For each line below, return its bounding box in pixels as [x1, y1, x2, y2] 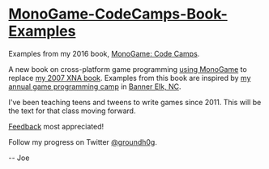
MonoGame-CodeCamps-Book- [8, 5, 228, 23]
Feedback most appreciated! [8, 121, 105, 131]
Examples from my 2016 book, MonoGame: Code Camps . [8, 49, 200, 58]
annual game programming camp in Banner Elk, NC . [8, 82, 181, 91]
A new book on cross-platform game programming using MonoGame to [8, 64, 247, 74]
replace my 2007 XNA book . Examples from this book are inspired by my [8, 73, 251, 82]
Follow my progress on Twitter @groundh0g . [8, 137, 158, 146]
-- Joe [8, 153, 30, 163]
